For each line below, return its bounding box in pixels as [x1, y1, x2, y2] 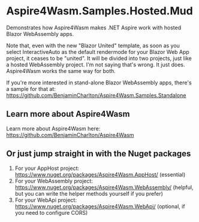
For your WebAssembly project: [14, 177, 93, 184]
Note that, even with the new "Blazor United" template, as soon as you [6, 42, 180, 49]
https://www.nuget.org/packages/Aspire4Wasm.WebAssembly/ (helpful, [14, 184, 194, 191]
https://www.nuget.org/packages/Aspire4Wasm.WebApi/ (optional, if [14, 202, 185, 210]
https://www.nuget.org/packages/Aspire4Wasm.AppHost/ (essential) [14, 171, 186, 178]
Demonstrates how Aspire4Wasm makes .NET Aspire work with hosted [6, 24, 182, 31]
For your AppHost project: [14, 165, 80, 172]
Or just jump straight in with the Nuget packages [6, 148, 191, 159]
